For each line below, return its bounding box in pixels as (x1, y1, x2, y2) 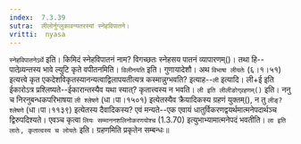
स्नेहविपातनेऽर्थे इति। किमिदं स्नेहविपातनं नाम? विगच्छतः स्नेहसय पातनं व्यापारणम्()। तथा (9, 55, 250, 65)
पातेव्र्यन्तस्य (9, 64, 42, 75)
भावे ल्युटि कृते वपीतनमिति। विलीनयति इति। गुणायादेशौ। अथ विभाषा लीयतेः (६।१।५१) (43, 64, 281, 75)
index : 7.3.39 (9, 13, 66, 22)
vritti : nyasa (9, 30, 66, 38)
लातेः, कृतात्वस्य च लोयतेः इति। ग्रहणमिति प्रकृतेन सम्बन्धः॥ (9, 124, 170, 135)
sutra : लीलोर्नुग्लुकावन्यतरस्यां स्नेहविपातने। (9, 21, 130, 30)
